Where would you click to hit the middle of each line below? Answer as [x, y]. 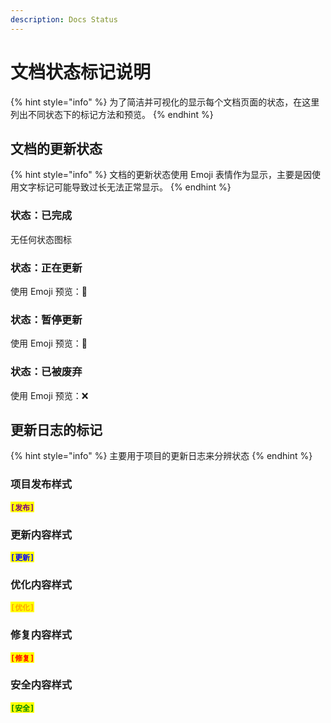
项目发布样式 [41, 484]
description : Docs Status [64, 19]
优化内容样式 [41, 584]
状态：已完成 [41, 216]
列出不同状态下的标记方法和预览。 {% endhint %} [112, 114]
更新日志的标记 [56, 429]
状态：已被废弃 [46, 372]
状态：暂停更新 [46, 319]
